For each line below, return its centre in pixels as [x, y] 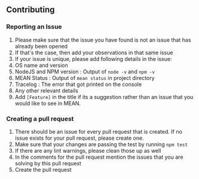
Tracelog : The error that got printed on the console [78, 84]
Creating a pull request [40, 119]
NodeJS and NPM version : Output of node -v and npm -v [85, 72]
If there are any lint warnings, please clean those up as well [88, 150]
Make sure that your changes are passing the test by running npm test [101, 144]
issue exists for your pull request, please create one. [79, 138]
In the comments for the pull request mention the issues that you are [99, 157]
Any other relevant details [47, 90]
